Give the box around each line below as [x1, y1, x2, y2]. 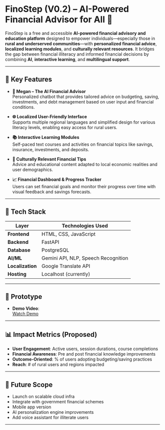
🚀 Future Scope [5, 380, 53, 389]
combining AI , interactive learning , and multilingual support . [5, 56, 130, 62]
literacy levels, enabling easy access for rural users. [12, 124, 118, 130]
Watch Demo [12, 311, 39, 317]
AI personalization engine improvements [12, 409, 94, 415]
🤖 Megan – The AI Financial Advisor [12, 88, 86, 94]
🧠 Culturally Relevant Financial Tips [12, 156, 86, 162]
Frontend [7, 231, 29, 237]
